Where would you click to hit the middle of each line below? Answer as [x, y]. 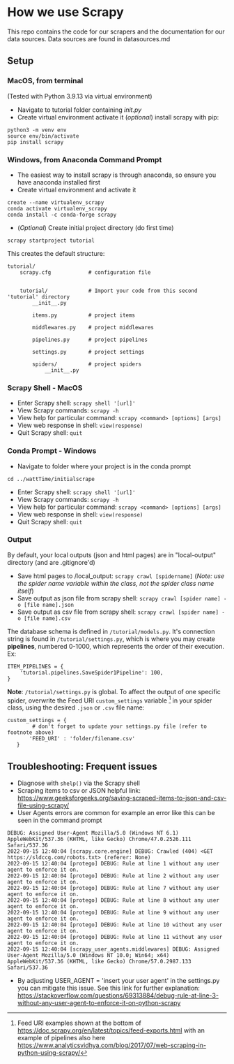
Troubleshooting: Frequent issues [83, 766]
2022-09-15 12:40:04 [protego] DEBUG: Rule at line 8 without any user [113, 900]
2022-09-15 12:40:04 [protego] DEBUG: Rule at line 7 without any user [113, 889]
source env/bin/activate [43, 136]
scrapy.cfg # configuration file [85, 272]
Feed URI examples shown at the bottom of [79, 1023]
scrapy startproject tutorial [51, 240]
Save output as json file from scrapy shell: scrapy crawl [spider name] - [122, 598]
